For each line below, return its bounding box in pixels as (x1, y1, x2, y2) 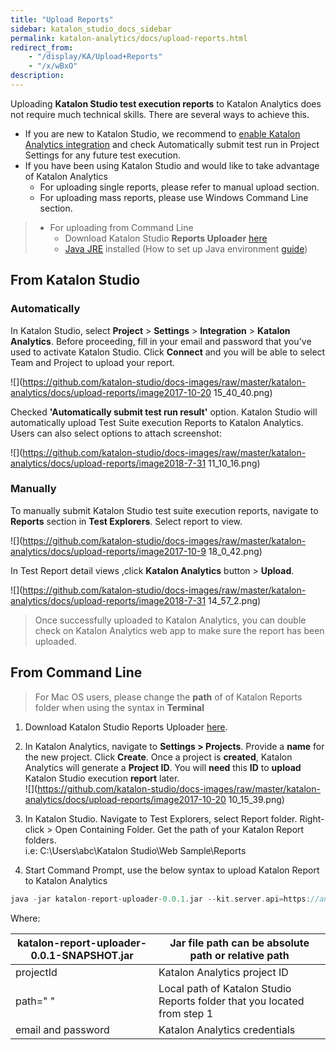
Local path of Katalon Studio (158, 981, 292, 995)
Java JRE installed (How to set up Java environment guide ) (64, 242, 308, 255)
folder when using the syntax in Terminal (34, 701, 205, 713)
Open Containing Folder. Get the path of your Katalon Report (54, 823, 305, 835)
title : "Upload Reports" (10, 14, 114, 25)
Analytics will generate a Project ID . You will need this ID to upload (24, 761, 302, 773)
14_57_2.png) (208, 594, 262, 606)
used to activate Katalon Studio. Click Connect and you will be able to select (10, 346, 326, 358)
